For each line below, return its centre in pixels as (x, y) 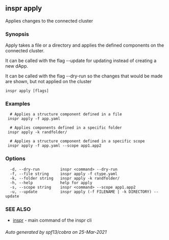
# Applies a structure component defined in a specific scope (77, 141)
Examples (18, 104)
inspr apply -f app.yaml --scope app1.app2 (54, 146)
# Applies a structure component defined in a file (66, 114)
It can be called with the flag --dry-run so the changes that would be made (84, 76)
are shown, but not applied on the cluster (49, 82)
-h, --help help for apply (51, 183)
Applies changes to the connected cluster (49, 21)
